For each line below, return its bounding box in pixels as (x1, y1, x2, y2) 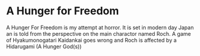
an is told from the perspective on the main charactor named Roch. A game (6, 30, 191, 37)
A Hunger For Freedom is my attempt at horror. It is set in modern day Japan (6, 24, 194, 31)
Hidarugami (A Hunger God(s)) (6, 43, 82, 50)
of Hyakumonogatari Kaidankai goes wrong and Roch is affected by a (6, 36, 177, 43)
